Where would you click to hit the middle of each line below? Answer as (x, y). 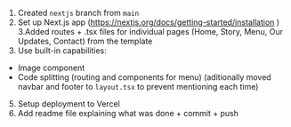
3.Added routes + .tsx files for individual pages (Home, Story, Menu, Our (150, 32)
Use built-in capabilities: (62, 51)
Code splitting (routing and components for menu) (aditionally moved (144, 77)
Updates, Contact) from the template (85, 41)
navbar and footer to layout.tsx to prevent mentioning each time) (138, 87)
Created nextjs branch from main (78, 13)
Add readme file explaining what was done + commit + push (128, 113)
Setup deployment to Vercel (69, 104)
